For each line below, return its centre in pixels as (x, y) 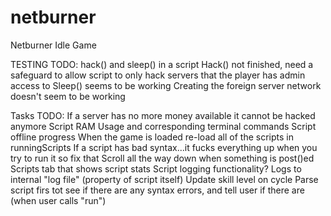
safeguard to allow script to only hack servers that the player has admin (158, 75)
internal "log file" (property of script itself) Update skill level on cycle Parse (164, 179)
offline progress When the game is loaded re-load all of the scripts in (152, 137)
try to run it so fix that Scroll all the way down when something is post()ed (162, 158)
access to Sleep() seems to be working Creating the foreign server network (166, 85)
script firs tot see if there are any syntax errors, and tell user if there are (157, 190)
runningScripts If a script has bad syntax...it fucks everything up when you (164, 147)
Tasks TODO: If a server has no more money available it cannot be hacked (163, 115)
